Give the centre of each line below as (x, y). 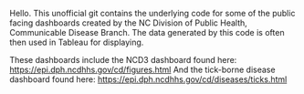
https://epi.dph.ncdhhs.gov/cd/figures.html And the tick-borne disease (142, 69)
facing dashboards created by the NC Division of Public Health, (129, 23)
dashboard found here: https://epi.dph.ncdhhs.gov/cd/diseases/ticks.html (148, 79)
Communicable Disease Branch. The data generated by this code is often (147, 32)
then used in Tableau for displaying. (77, 42)
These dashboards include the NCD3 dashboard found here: (123, 60)
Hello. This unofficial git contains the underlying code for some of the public (152, 13)
